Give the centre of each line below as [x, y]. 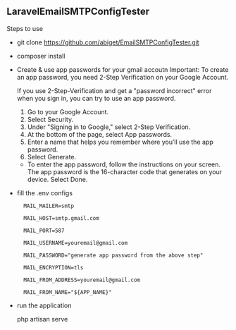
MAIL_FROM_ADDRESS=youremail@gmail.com [82, 280]
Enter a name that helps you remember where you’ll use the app [120, 142]
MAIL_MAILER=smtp [49, 206]
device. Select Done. [57, 179]
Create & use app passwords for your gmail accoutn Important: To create [123, 69]
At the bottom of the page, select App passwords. [100, 134]
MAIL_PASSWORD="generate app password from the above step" [113, 255]
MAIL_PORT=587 [44, 231]
